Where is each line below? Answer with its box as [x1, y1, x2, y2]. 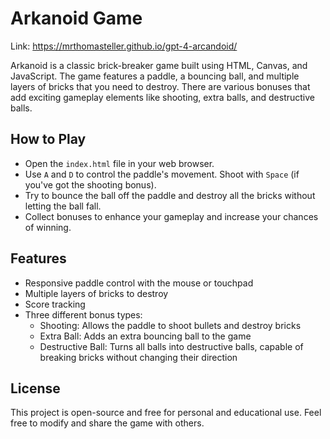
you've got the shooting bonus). [24, 178, 157, 191]
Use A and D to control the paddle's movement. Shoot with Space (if [24, 168, 300, 180]
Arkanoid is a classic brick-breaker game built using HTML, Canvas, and [10, 59, 308, 71]
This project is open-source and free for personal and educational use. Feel [10, 407, 322, 419]
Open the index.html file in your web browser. [24, 157, 215, 169]
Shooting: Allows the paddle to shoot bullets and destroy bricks [39, 319, 302, 331]
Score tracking [24, 298, 86, 310]
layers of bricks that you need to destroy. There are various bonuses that [10, 80, 311, 92]
